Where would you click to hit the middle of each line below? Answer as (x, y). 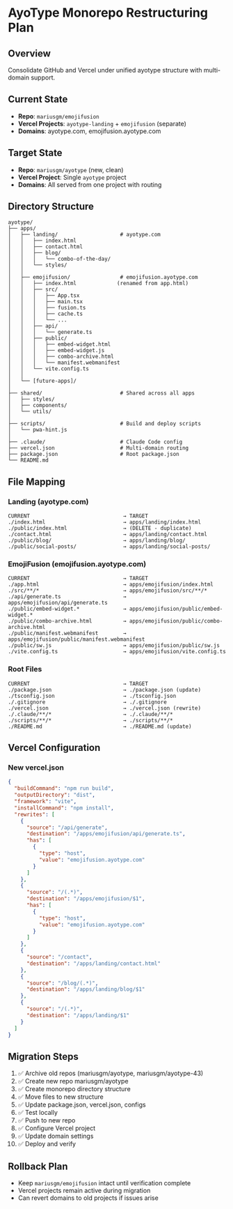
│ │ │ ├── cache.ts (45, 314)
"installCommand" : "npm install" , (64, 808)
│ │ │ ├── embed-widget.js (56, 351)
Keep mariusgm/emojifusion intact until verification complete (104, 1183)
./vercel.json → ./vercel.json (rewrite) (104, 708)
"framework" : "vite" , (46, 802)
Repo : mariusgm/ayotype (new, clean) (71, 169)
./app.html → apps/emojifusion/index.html (111, 585)
